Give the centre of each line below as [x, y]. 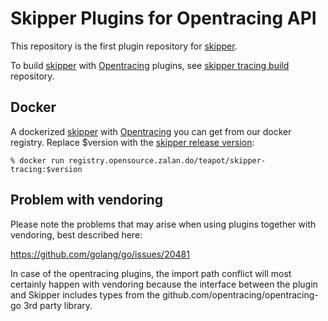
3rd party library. [58, 305]
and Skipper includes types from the [85, 294]
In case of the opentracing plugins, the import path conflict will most [151, 273]
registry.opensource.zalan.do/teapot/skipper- [167, 160]
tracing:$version [46, 169]
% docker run [37, 160]
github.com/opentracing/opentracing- [240, 294]
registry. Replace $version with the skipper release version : [132, 142]
